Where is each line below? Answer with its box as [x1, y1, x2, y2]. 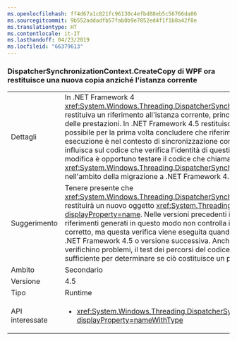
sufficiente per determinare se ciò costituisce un [64, 254, 225, 263]
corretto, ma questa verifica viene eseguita [64, 227, 207, 237]
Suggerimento [11, 218, 59, 228]
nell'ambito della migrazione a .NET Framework [64, 172, 221, 182]
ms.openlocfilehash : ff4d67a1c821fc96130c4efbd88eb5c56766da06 [7, 10, 197, 18]
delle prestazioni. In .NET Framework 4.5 [64, 119, 200, 129]
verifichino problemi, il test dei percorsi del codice [64, 244, 231, 254]
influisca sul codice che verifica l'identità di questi [64, 145, 231, 155]
